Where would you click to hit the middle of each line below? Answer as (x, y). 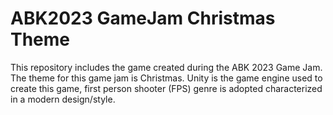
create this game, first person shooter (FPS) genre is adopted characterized (166, 88)
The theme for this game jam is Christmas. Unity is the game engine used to (166, 78)
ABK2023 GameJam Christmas (143, 18)
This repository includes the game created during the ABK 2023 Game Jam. (166, 67)
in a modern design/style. (63, 99)
